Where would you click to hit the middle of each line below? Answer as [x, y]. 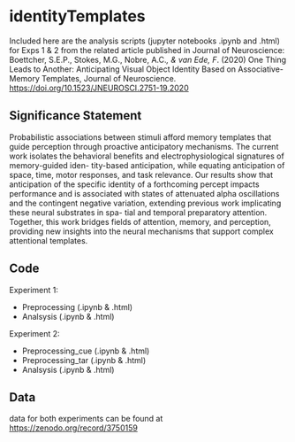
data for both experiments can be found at [86, 419]
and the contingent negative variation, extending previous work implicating [145, 203]
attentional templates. [49, 240]
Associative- [261, 69]
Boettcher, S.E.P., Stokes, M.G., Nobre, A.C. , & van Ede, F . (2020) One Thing [148, 59]
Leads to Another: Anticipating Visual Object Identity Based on [123, 69]
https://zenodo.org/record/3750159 [74, 428]
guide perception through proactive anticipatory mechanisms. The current [144, 146]
